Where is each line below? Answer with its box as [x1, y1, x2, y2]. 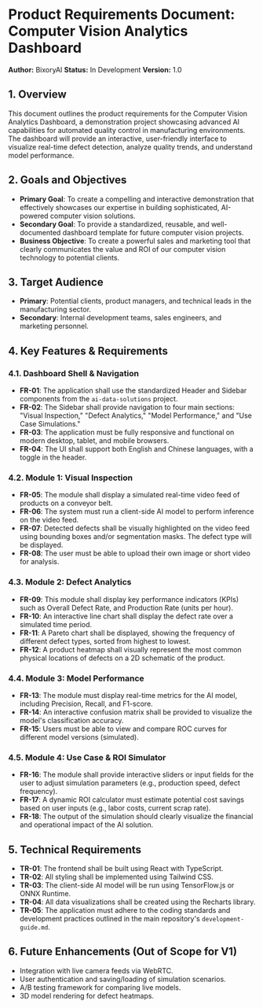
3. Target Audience [8, 275, 104, 289]
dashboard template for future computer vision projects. [62, 227, 244, 237]
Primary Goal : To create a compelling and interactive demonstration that [19, 194, 254, 204]
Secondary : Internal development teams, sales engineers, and [19, 313, 222, 323]
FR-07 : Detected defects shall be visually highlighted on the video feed [19, 523, 250, 533]
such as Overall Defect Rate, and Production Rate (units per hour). [19, 603, 234, 612]
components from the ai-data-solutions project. [19, 394, 178, 404]
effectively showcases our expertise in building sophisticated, [19, 202, 220, 212]
